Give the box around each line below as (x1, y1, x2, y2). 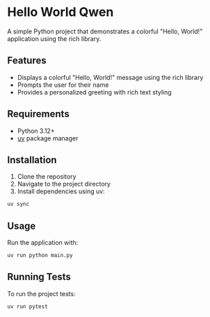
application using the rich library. (7, 34, 102, 42)
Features (7, 55, 47, 67)
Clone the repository (17, 172, 76, 181)
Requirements (7, 108, 70, 120)
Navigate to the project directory (17, 180, 111, 188)
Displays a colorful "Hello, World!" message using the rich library (17, 73, 204, 81)
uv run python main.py (7, 252, 73, 259)
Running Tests (7, 271, 71, 283)
